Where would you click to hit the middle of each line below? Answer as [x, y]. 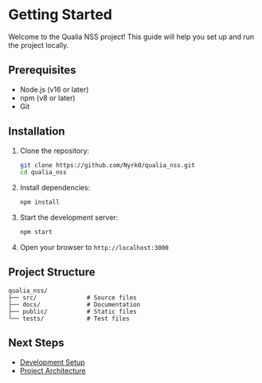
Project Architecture [53, 370]
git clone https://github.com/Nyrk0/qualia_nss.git [107, 165]
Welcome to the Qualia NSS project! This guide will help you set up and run [131, 37]
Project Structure [52, 272]
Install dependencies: [55, 188]
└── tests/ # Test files [69, 319]
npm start [36, 233]
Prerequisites [42, 70]
